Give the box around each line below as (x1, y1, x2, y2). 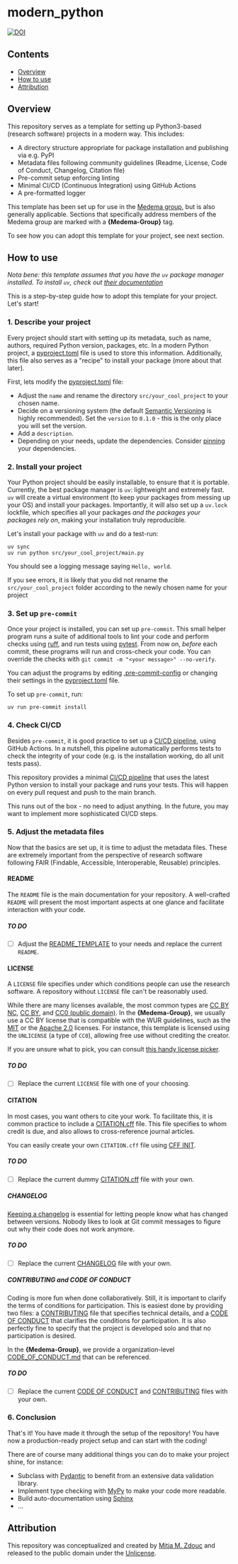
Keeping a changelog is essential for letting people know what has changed (7, 1209, 228, 1218)
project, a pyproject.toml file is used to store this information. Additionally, (7, 348, 223, 357)
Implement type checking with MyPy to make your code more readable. (17, 1487, 227, 1495)
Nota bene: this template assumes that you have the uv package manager (7, 271, 225, 279)
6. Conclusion (7, 1413, 57, 1423)
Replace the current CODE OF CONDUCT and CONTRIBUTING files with (17, 1387, 228, 1396)
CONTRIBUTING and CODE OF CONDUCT (7, 1275, 131, 1284)
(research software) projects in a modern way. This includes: (7, 129, 185, 138)
